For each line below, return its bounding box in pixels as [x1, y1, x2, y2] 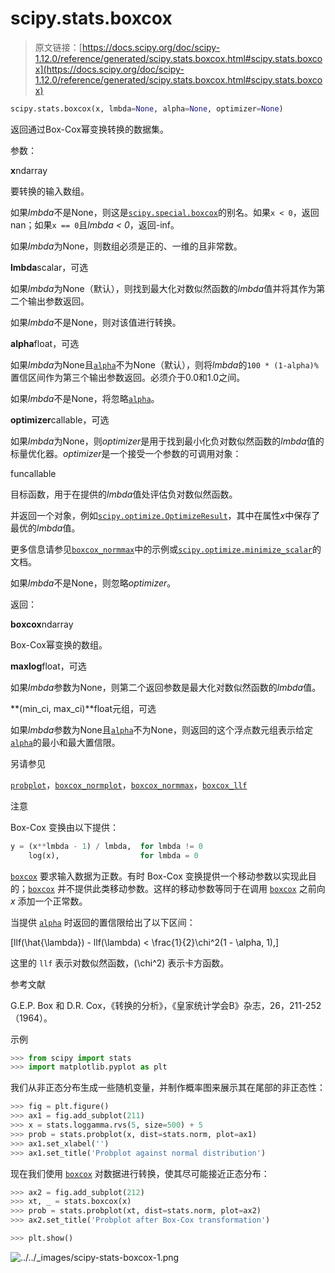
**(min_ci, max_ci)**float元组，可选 [10, 702, 157, 714]
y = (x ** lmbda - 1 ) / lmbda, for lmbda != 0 [10, 841, 203, 851]
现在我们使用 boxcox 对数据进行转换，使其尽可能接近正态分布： [10, 1167, 270, 1179]
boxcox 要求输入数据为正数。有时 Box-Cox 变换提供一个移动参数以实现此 [10, 870, 308, 882]
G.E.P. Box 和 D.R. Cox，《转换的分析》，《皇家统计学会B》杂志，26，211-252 [10, 999, 322, 1011]
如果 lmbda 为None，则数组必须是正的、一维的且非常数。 [10, 240, 243, 252]
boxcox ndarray [10, 618, 74, 630]
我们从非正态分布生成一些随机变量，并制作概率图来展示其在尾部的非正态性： [10, 1082, 326, 1094]
